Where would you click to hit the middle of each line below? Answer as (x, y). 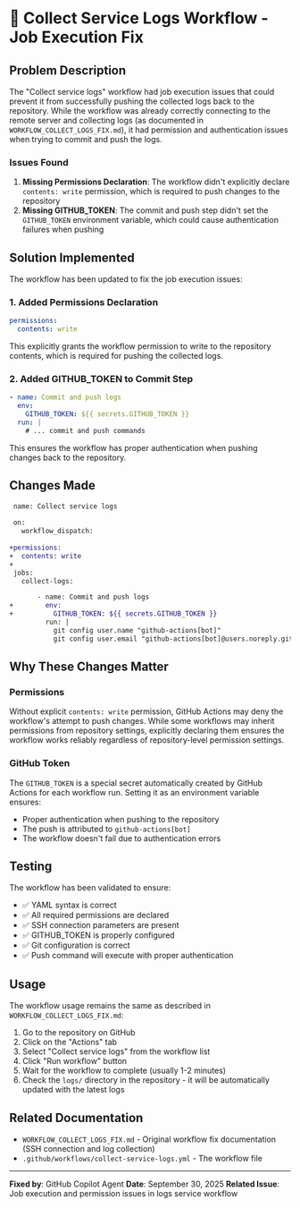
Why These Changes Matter (89, 667)
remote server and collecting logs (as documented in (106, 120)
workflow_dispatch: (57, 532)
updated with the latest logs (73, 1090)
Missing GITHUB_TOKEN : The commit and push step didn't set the (145, 210)
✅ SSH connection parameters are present (101, 925)
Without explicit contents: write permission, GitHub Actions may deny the (146, 711)
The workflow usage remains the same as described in (110, 1006)
